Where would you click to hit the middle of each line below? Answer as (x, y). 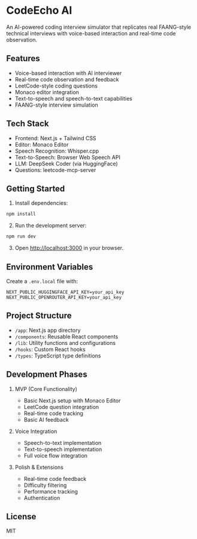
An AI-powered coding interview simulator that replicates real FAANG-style (99, 27)
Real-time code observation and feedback (67, 79)
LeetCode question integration (61, 407)
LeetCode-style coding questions (56, 86)
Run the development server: (51, 226)
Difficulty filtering (45, 485)
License (21, 517)
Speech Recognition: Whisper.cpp (57, 151)
